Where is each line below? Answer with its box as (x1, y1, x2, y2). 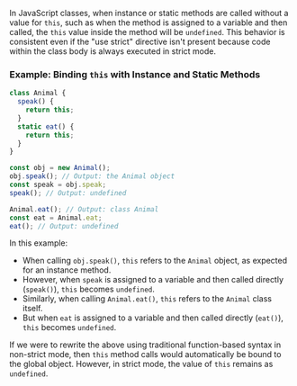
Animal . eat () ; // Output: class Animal (9, 204, 159, 214)
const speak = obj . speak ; (9, 180, 106, 190)
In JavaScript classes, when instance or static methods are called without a (9, 8, 289, 18)
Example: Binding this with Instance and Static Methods (9, 67, 261, 80)
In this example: (9, 238, 68, 248)
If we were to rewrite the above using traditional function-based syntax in (9, 339, 282, 350)
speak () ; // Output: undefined (9, 188, 127, 197)
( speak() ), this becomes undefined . (22, 283, 156, 295)
